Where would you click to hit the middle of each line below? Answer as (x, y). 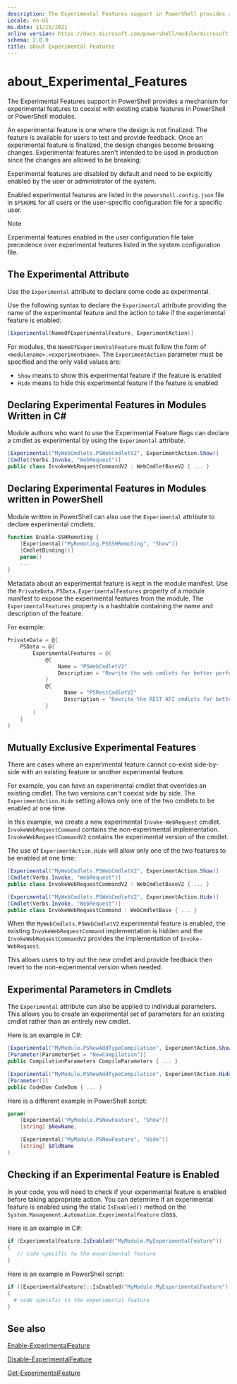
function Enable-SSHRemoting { (53, 537)
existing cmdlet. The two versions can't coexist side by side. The (102, 793)
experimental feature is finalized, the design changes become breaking (110, 145)
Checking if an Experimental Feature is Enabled (114, 1175)
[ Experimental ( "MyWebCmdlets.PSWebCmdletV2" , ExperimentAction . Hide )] (113, 897)
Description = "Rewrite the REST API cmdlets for (138, 699)
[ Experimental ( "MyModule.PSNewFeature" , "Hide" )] (95, 1140)
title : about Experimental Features (61, 47)
